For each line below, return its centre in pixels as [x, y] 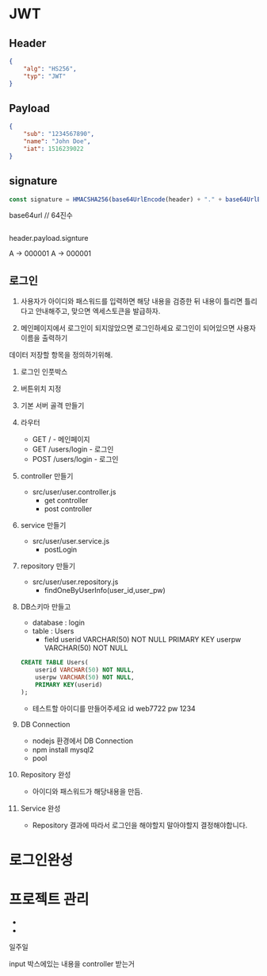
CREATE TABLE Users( [54, 663]
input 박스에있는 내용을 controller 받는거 [72, 963]
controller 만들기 [47, 476]
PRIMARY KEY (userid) [69, 684]
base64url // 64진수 [41, 215]
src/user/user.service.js [71, 541]
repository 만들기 [48, 566]
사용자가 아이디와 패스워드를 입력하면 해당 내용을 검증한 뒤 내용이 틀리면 [132, 301]
